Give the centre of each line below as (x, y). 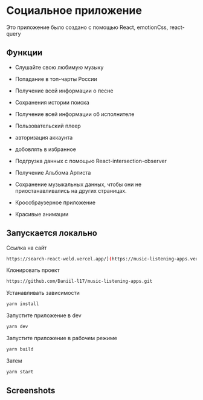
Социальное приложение (74, 11)
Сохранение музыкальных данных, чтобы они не (78, 184)
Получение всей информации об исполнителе (75, 114)
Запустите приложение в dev (44, 315)
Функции (24, 53)
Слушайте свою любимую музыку (59, 67)
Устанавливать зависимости (43, 293)
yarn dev (17, 327)
